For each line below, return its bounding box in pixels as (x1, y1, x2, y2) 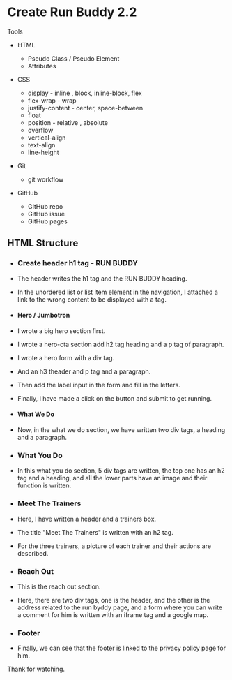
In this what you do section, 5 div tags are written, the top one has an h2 (17, 466, 225, 475)
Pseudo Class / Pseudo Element (27, 54, 120, 63)
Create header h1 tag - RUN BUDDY (17, 258, 138, 268)
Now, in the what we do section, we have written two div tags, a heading (17, 426, 226, 434)
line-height (27, 148, 59, 156)
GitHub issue (27, 209, 65, 218)
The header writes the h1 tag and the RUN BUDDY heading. (17, 274, 187, 283)
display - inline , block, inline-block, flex (27, 89, 142, 97)
